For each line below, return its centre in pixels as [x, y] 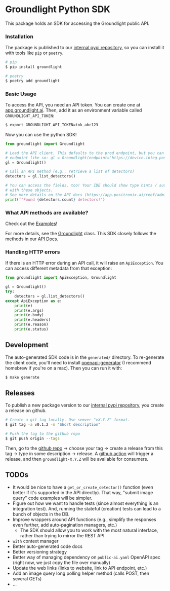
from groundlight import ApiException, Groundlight [61, 278]
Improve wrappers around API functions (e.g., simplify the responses [84, 519]
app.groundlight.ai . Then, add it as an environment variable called [74, 110]
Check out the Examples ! [31, 224]
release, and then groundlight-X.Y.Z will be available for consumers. [77, 459]
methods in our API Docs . [32, 239]
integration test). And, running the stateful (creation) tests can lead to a [87, 508]
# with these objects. [29, 190]
